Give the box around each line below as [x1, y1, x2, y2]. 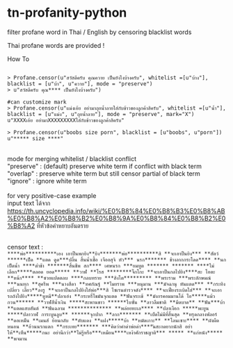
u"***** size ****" [7, 135, 64, 142]
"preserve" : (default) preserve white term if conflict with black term [7, 162, 202, 170]
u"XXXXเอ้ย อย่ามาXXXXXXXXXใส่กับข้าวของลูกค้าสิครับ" [7, 117, 124, 124]
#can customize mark [7, 99, 67, 106]
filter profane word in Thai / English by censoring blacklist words [7, 28, 192, 36]
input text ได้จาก [7, 199, 51, 207]
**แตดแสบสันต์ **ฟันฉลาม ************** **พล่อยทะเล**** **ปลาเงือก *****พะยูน [7, 304, 209, 312]
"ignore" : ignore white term [7, 176, 87, 185]
